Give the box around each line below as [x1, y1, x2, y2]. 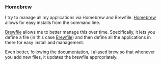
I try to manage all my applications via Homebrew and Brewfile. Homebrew [5, 15, 156, 21]
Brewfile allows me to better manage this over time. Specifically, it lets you [5, 29, 156, 35]
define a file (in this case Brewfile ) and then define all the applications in [5, 34, 151, 40]
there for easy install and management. [5, 40, 84, 45]
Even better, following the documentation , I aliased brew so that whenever [5, 49, 155, 55]
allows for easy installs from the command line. [5, 20, 101, 25]
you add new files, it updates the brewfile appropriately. [5, 54, 118, 60]
